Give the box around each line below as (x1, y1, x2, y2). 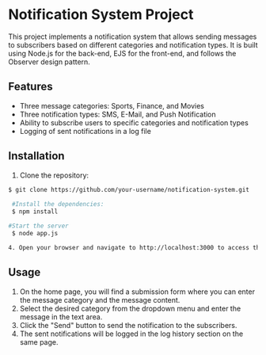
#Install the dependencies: (11, 200, 104, 208)
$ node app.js (11, 229, 59, 237)
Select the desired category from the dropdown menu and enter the (19, 303, 241, 313)
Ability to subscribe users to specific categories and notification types (19, 117, 249, 128)
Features (8, 80, 53, 94)
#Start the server (8, 222, 69, 231)
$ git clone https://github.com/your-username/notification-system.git (8, 185, 249, 193)
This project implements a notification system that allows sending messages (8, 32, 257, 41)
